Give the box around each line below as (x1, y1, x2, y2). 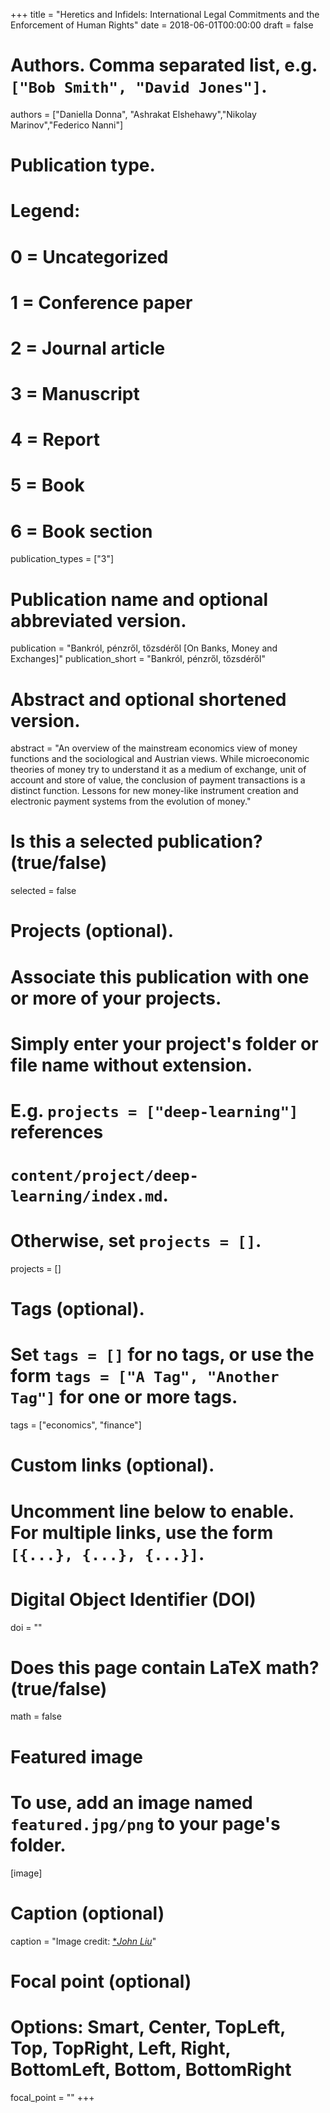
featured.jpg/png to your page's (10, 1812, 281, 1835)
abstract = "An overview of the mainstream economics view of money (10, 742, 298, 754)
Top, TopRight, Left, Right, (10, 2037, 232, 2059)
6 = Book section (10, 520, 153, 543)
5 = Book (10, 474, 85, 497)
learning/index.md (10, 1187, 163, 1206)
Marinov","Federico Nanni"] (10, 119, 124, 131)
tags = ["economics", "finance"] (10, 1419, 142, 1431)
